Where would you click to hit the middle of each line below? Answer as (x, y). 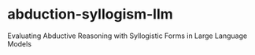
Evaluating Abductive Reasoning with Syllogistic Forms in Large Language (128, 36)
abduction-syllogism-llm (91, 14)
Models (20, 43)
